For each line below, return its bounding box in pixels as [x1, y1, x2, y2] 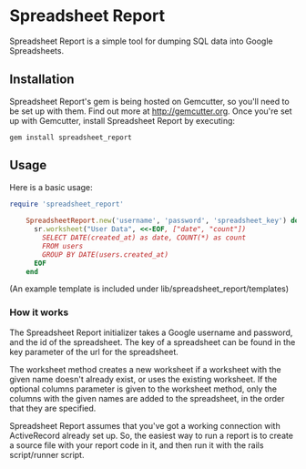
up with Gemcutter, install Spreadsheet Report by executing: [9, 115, 235, 126]
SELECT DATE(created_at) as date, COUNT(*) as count [42, 233, 247, 242]
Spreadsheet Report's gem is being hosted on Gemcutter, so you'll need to [9, 96, 290, 107]
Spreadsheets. [9, 45, 65, 56]
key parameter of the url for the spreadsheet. [9, 346, 179, 357]
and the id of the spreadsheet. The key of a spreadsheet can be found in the [9, 336, 296, 347]
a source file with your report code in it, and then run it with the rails [9, 439, 264, 451]
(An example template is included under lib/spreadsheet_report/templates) [9, 283, 290, 294]
